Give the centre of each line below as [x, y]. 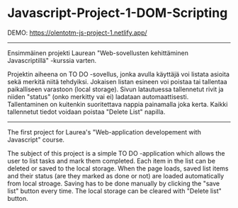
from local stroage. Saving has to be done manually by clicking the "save [114, 183]
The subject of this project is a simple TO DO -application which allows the [116, 153]
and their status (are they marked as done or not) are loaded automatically [116, 175]
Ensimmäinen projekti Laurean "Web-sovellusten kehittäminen [98, 53]
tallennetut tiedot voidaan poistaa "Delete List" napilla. [86, 112]
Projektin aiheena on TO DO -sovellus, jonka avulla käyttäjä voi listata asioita [119, 74]
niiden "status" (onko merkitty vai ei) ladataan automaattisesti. [98, 96]
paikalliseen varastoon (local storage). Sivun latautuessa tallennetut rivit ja [116, 89]
